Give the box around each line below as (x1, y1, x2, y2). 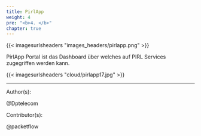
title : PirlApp (6, 8, 44, 15)
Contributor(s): (6, 112, 43, 119)
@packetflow (6, 123, 39, 130)
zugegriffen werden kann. (6, 60, 70, 67)
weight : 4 (6, 14, 31, 20)
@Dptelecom (6, 100, 39, 107)
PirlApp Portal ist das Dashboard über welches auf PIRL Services (6, 53, 166, 60)
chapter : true (6, 25, 42, 32)
